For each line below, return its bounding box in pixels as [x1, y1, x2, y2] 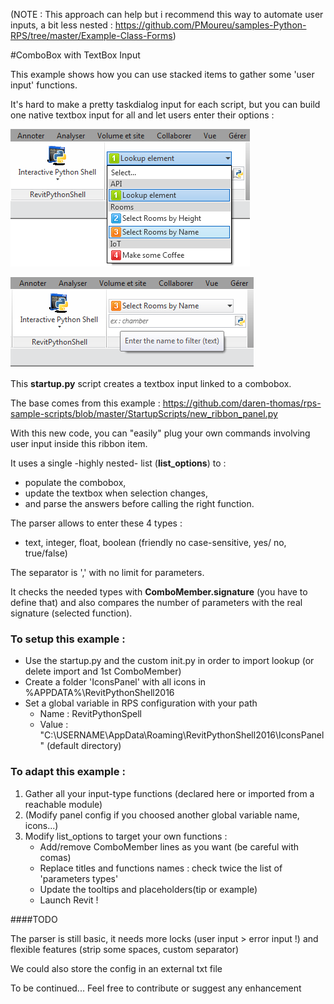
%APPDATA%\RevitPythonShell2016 [24, 687, 175, 699]
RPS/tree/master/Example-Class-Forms [10, 30, 173, 41]
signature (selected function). [10, 607, 133, 619]
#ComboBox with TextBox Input [10, 49, 141, 61]
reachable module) [24, 798, 103, 810]
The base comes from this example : [10, 397, 161, 409]
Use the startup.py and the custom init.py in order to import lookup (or [24, 655, 315, 667]
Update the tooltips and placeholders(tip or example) [39, 883, 258, 895]
